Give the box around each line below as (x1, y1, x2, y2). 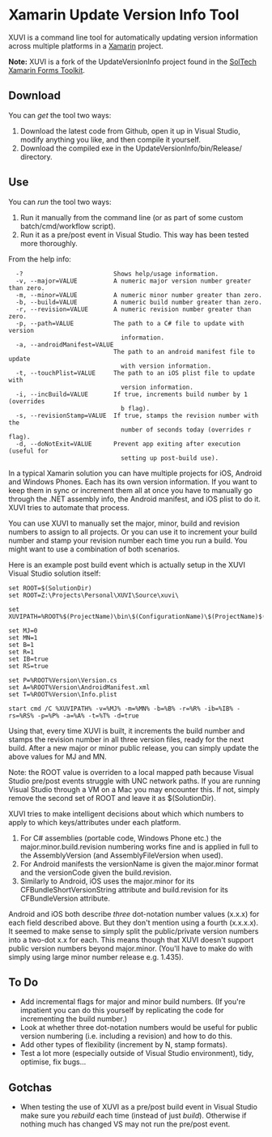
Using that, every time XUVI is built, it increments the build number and (8, 726, 245, 735)
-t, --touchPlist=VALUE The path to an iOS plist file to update (15, 368, 255, 377)
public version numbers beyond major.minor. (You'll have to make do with (8, 943, 253, 953)
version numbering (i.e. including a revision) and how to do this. (19, 1031, 233, 1041)
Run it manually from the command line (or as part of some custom (19, 212, 244, 222)
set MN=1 (8, 633, 38, 641)
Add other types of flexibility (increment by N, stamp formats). (19, 1040, 228, 1050)
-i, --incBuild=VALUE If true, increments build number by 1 (15, 390, 249, 398)
